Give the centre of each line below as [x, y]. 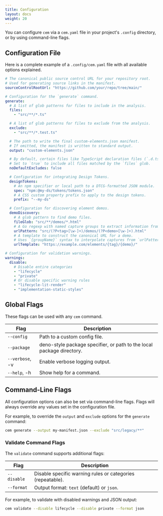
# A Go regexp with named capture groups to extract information [81, 226]
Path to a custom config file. [71, 336]
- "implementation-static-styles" [49, 290]
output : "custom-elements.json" [42, 150]
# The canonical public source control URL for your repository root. [78, 79]
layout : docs [18, 14]
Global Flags [24, 305]
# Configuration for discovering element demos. [59, 208]
